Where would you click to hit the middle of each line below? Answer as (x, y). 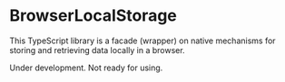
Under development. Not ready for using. (86, 68)
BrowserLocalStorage (93, 16)
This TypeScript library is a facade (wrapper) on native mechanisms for (142, 41)
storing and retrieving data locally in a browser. (97, 50)
